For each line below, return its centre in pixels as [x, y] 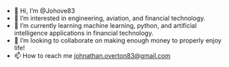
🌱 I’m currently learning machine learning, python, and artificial [105, 25]
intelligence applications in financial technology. [83, 33]
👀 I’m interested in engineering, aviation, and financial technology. [110, 18]
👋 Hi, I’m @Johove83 [44, 11]
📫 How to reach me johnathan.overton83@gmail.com [92, 55]
